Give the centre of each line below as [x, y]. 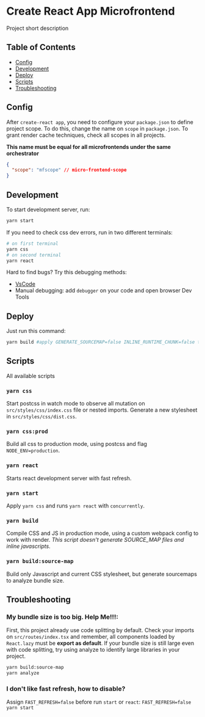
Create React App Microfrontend [91, 11]
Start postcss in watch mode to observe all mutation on [76, 404]
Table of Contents [41, 47]
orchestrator [23, 153]
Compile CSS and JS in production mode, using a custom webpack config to [103, 533]
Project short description [38, 28]
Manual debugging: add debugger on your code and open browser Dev [103, 291]
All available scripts [31, 376]
